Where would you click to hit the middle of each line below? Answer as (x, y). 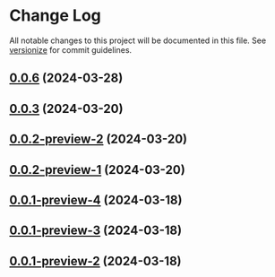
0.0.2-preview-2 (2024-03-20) (99, 139)
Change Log (55, 16)
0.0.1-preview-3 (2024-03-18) (95, 231)
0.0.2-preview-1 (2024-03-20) (97, 170)
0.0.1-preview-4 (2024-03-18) (96, 199)
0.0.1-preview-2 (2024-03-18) (95, 261)
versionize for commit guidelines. (71, 49)
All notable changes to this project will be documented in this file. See (138, 40)
